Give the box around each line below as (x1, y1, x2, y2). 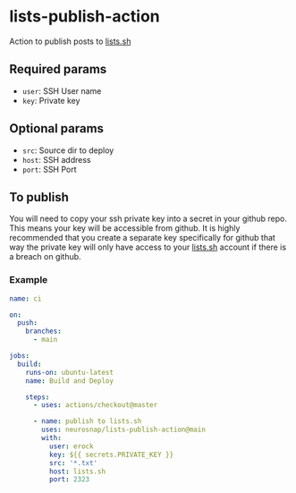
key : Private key (21, 95, 80, 106)
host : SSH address (21, 154, 91, 165)
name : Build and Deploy (25, 376, 114, 386)
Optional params (9, 121, 105, 136)
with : (41, 434, 63, 443)
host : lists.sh (48, 467, 106, 476)
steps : (25, 392, 50, 402)
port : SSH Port (21, 164, 78, 174)
